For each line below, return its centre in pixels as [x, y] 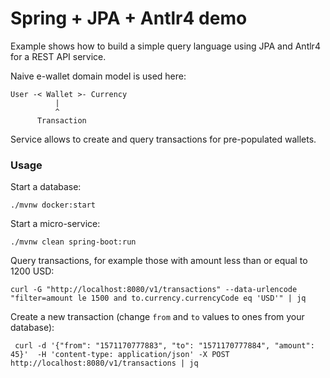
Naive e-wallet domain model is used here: [98, 76]
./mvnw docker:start [53, 205]
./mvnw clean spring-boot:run [73, 242]
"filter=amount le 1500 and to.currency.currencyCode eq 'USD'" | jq [158, 298]
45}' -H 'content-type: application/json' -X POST [120, 355]
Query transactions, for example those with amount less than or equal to [159, 261]
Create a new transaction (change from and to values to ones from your [157, 317]
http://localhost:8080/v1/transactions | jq [104, 363]
